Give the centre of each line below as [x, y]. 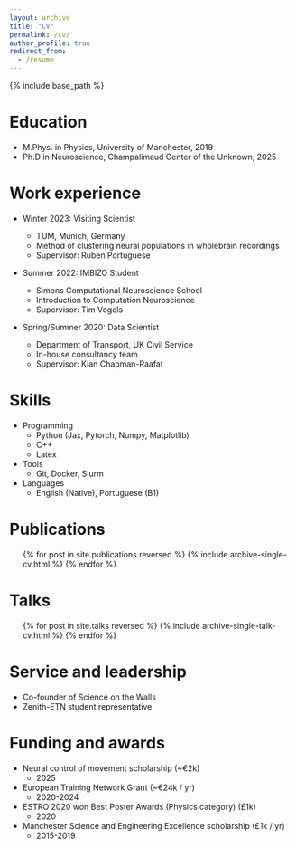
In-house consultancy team [87, 354]
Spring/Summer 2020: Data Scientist [91, 327]
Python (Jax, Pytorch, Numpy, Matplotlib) [112, 434]
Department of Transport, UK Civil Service [115, 344]
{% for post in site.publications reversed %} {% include [125, 554]
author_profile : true [50, 43]
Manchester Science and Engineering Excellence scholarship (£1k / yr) [154, 825]
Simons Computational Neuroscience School [119, 290]
